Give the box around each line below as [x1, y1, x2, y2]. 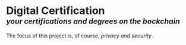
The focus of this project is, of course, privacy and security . [6, 32, 153, 39]
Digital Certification [6, 4, 105, 18]
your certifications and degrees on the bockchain [6, 16, 180, 26]
